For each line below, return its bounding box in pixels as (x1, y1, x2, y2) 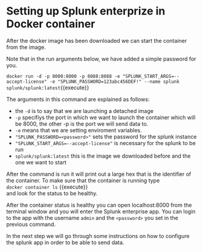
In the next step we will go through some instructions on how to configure (6, 232, 190, 239)
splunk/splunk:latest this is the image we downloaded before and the (14, 152, 191, 160)
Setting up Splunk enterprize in (6, 4, 166, 18)
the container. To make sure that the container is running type (6, 176, 160, 184)
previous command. (6, 221, 56, 228)
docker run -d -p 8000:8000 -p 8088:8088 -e (6, 73, 120, 79)
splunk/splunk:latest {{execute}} (6, 83, 89, 91)
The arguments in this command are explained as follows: (6, 95, 150, 103)
